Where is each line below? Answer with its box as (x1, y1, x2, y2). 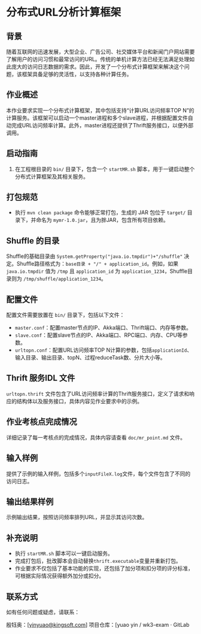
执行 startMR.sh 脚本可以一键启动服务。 (14, 550, 114, 557)
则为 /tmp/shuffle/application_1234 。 (11, 275, 106, 282)
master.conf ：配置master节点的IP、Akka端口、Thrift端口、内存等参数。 (14, 324, 191, 331)
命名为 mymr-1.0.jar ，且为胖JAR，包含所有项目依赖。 (35, 217, 169, 224)
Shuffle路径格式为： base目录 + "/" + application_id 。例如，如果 (16, 260, 178, 267)
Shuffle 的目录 (6, 236, 60, 246)
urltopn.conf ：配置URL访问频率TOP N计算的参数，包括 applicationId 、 (14, 346, 193, 353)
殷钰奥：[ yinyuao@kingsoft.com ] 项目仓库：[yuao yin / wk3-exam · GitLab (6, 621, 190, 628)
